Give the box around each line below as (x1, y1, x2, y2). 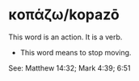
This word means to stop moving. (19, 47, 132, 57)
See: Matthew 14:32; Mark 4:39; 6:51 (8, 63, 131, 73)
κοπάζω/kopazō (8, 6, 120, 24)
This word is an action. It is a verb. (8, 32, 123, 42)
